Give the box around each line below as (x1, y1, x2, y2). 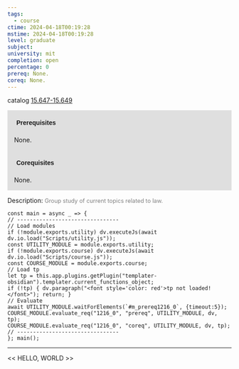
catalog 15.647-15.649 (7, 96, 73, 105)
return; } (42, 291, 72, 298)
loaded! (188, 285, 212, 292)
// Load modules (7, 222, 55, 230)
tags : (7, 10, 23, 18)
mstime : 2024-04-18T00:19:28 (7, 30, 94, 38)
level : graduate (7, 37, 55, 44)
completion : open (7, 57, 59, 64)
